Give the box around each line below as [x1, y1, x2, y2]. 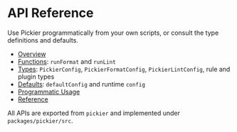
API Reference [7, 5, 94, 21]
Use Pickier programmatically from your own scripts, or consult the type [7, 28, 219, 37]
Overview [17, 50, 46, 58]
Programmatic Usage [17, 87, 80, 96]
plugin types [17, 72, 55, 81]
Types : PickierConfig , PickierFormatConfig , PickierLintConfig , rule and [17, 65, 231, 73]
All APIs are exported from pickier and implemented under [7, 109, 180, 117]
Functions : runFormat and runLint [17, 57, 116, 65]
